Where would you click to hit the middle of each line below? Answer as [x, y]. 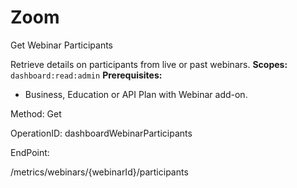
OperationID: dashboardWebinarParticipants [101, 133]
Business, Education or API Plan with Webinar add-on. [136, 94]
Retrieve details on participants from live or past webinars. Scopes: [149, 64]
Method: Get [36, 113]
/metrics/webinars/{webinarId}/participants [99, 172]
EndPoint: [30, 152]
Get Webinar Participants [62, 45]
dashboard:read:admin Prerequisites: [86, 75]
